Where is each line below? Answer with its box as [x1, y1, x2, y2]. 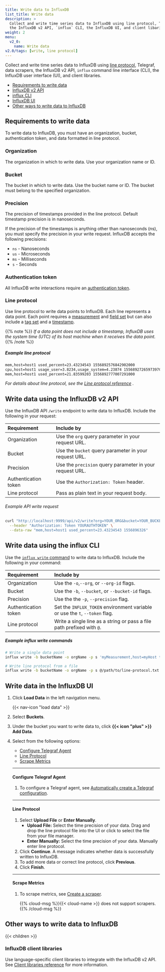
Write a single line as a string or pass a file [54, 618, 151, 625]
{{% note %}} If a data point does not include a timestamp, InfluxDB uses [5, 328, 154, 334]
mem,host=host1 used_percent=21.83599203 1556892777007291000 [5, 372, 135, 376]
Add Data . [12, 729, 33, 735]
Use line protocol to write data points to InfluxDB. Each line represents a [5, 308, 151, 314]
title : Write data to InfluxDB [5, 7, 69, 12]
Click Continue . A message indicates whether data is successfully [19, 848, 154, 854]
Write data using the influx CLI [5, 541, 100, 550]
